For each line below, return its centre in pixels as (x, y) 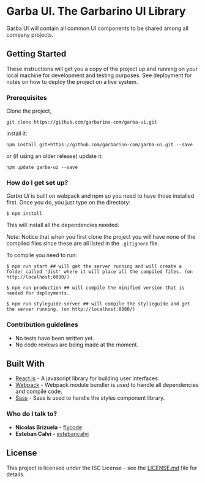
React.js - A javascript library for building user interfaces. (87, 378)
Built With (25, 364)
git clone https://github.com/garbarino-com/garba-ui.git (82, 122)
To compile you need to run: (42, 255)
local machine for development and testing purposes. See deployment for (99, 75)
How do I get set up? (37, 182)
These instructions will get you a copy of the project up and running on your (102, 69)
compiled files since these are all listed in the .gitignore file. (83, 244)
